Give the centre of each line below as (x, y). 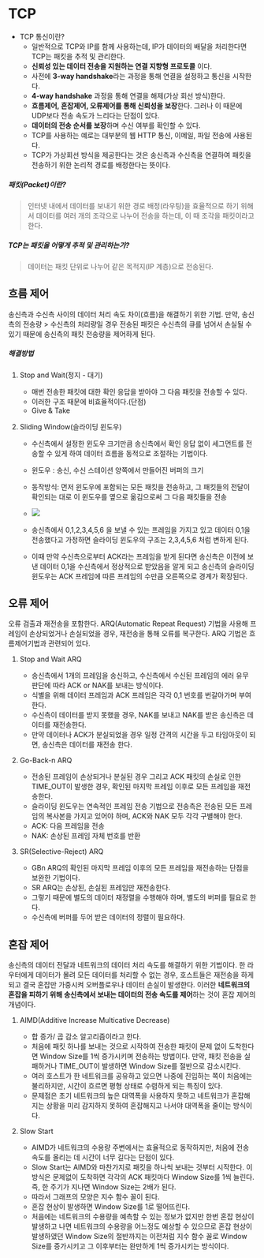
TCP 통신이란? (42, 36)
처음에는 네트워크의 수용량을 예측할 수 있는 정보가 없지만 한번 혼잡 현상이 (143, 1217)
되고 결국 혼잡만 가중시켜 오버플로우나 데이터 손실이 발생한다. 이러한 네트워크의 (129, 985)
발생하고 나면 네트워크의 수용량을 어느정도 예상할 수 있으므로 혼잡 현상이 (142, 1226)
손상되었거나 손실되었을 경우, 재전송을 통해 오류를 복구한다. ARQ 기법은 (138, 634)
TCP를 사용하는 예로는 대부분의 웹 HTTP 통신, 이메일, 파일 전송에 (131, 135)
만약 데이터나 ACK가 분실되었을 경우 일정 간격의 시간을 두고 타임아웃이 (139, 735)
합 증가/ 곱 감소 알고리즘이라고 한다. (86, 1037)
